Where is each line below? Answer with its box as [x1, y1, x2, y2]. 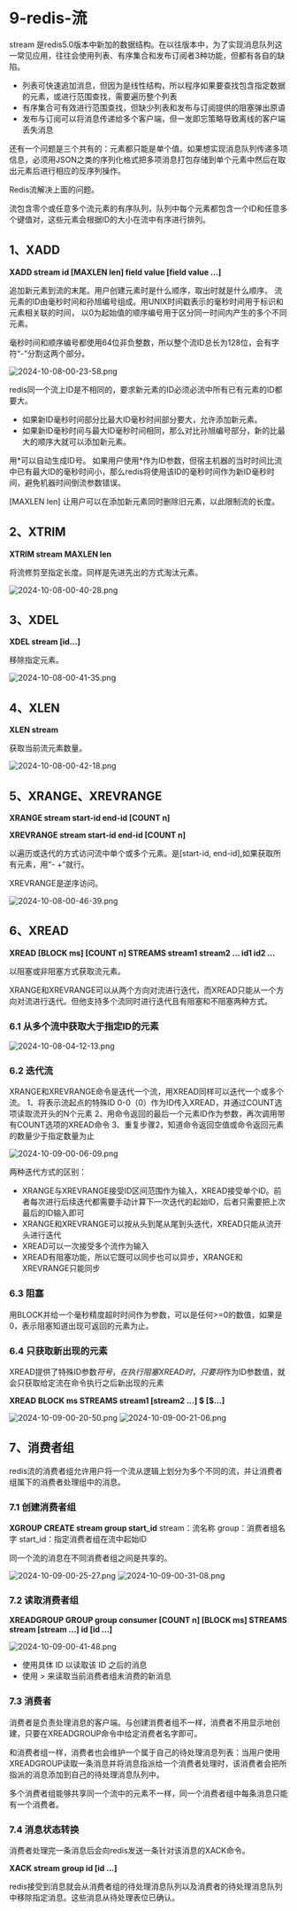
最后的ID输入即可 [21, 1207, 85, 1219]
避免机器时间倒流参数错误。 [24, 477, 126, 487]
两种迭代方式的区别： [9, 1166, 87, 1177]
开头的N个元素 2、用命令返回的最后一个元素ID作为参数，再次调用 [39, 1109, 278, 1119]
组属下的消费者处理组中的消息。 [9, 1477, 126, 1487]
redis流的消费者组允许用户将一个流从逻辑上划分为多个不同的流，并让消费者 [9, 1465, 283, 1476]
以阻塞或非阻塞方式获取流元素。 [9, 965, 126, 976]
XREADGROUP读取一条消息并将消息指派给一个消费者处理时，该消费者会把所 [9, 1758, 287, 1768]
